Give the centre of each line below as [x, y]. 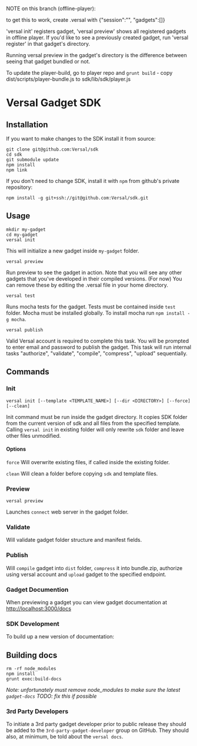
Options [16, 449]
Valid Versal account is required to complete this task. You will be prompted [98, 341]
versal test [21, 296]
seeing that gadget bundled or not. [48, 61]
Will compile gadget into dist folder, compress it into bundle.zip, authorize [94, 568]
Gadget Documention [37, 590]
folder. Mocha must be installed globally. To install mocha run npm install [96, 313]
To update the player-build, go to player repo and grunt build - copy [89, 73]
